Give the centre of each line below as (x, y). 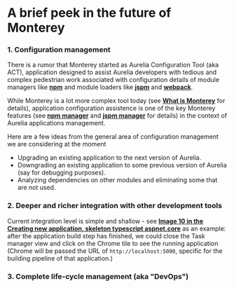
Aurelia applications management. (56, 123)
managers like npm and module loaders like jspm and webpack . (100, 87)
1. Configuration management (59, 50)
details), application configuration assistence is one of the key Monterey (111, 108)
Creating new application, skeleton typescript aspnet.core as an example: (117, 228)
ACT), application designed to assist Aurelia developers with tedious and (112, 72)
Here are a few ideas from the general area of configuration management (113, 137)
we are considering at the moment (57, 144)
